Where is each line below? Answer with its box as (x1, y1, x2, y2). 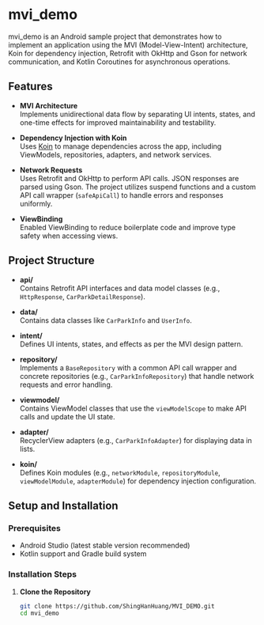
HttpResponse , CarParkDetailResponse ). (19, 291, 146, 301)
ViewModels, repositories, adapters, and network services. (19, 150, 212, 159)
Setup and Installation (8, 498, 119, 512)
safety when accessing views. (19, 231, 119, 241)
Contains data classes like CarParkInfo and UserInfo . (19, 315, 192, 325)
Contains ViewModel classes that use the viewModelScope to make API (19, 403, 247, 413)
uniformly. (19, 199, 53, 208)
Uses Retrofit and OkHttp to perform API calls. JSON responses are (19, 173, 239, 183)
